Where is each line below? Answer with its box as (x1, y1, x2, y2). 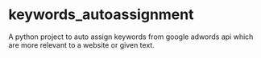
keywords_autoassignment (8, 6, 194, 24)
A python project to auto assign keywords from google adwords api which (8, 32, 254, 41)
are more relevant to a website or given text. (8, 40, 155, 49)
